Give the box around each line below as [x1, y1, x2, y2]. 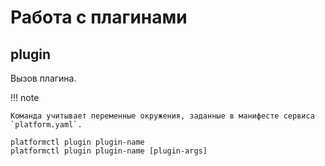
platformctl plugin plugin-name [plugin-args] [10, 146, 208, 156]
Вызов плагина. [10, 72, 77, 84]
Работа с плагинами [10, 6, 188, 29]
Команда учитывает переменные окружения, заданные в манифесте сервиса [10, 111, 315, 121]
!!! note [10, 92, 40, 103]
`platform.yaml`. [10, 120, 83, 130]
